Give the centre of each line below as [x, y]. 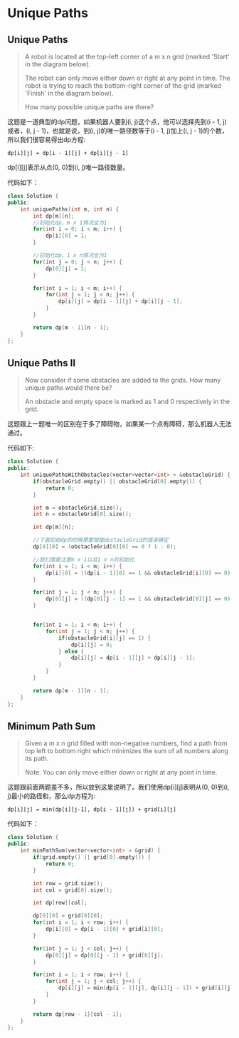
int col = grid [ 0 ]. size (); [73, 890]
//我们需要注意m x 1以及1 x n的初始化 [84, 559]
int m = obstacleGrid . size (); [78, 508]
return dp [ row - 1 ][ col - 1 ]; [78, 1014]
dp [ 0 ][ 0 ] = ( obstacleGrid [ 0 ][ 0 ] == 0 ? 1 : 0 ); [105, 547]
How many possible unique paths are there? [89, 107]
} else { [71, 651]
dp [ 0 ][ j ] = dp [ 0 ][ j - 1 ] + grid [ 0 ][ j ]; [105, 955]
